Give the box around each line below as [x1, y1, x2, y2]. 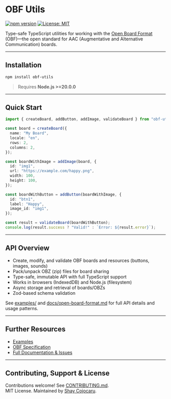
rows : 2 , [10, 140, 28, 145]
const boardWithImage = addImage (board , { [5, 159, 97, 164]
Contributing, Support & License [5, 369, 110, 378]
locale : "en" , [10, 135, 40, 141]
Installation [5, 61, 42, 69]
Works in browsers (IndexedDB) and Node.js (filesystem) [12, 279, 132, 285]
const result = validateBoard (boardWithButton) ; [5, 220, 110, 225]
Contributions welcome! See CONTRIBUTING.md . [5, 382, 109, 389]
